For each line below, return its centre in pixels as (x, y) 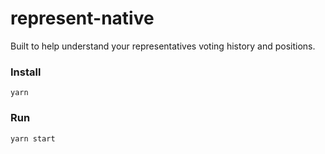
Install (26, 72)
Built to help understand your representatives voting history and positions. (163, 46)
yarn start (33, 138)
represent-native (82, 18)
